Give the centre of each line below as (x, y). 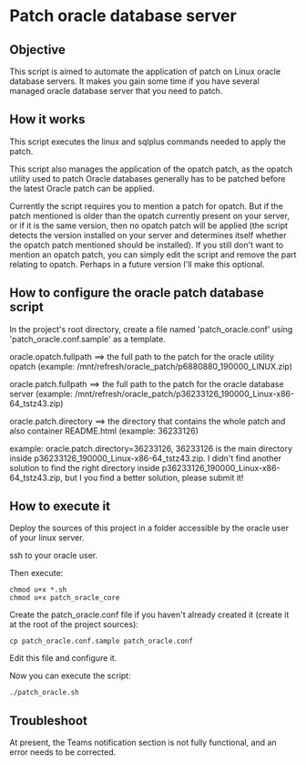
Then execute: (36, 573)
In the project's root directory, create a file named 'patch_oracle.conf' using (151, 329)
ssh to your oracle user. (54, 555)
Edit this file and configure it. (63, 658)
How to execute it (60, 506)
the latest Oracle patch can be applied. (82, 188)
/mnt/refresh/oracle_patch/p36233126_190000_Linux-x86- (184, 393)
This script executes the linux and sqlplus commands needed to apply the (148, 141)
